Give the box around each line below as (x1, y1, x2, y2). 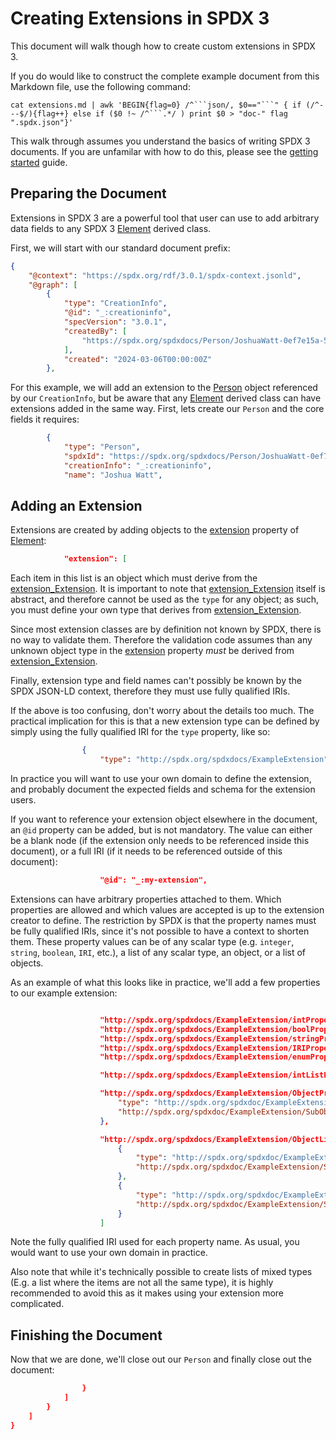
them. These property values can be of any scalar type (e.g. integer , (10, 935, 295, 947)
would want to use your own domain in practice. (10, 1247, 208, 1259)
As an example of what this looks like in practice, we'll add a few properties (10, 976, 321, 988)
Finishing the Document (10, 1327, 163, 1344)
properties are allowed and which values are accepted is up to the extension (10, 903, 325, 916)
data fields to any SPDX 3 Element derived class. (10, 222, 212, 234)
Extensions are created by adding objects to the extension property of (10, 524, 300, 536)
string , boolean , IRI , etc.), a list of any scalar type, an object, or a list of (10, 946, 307, 958)
